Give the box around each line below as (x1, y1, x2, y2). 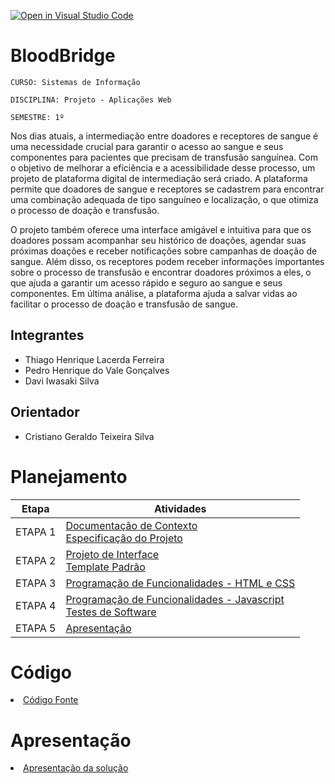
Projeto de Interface (65, 547, 160, 561)
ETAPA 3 (15, 576, 57, 590)
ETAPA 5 (15, 621, 57, 635)
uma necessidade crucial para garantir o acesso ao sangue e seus (10, 140, 284, 152)
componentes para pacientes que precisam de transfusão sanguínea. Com (10, 151, 318, 163)
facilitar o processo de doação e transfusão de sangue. (10, 298, 239, 310)
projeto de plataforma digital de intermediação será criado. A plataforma (10, 172, 308, 184)
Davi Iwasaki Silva (24, 375, 100, 387)
